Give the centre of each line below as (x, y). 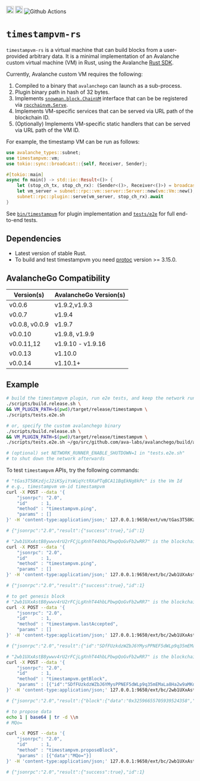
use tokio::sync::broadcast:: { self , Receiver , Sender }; (77, 164)
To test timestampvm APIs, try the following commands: (73, 470)
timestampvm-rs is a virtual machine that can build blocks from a (84, 50)
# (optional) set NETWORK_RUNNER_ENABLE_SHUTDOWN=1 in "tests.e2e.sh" (96, 453)
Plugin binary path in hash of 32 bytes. (62, 92)
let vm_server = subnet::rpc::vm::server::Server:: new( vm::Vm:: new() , (106, 191)
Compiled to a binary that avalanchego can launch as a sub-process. (98, 85)
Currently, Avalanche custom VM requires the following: (74, 74)
